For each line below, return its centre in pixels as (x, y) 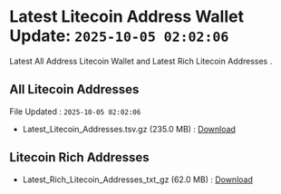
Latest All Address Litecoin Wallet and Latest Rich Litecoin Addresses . (141, 61)
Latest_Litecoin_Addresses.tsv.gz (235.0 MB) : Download (129, 129)
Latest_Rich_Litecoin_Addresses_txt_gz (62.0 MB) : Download (138, 179)
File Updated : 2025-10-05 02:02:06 (75, 112)
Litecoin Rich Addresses (79, 157)
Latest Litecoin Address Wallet (127, 17)
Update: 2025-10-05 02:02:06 (119, 36)
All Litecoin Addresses (74, 89)
